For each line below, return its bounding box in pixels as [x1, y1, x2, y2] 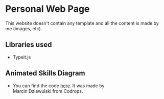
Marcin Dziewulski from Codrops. [12, 88, 83, 94]
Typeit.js [12, 54, 31, 60]
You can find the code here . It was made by [12, 83, 105, 89]
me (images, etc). [5, 25, 42, 31]
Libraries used [5, 41, 52, 49]
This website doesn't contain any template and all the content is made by [5, 20, 159, 26]
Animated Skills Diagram [5, 69, 85, 77]
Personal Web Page [5, 3, 90, 15]
